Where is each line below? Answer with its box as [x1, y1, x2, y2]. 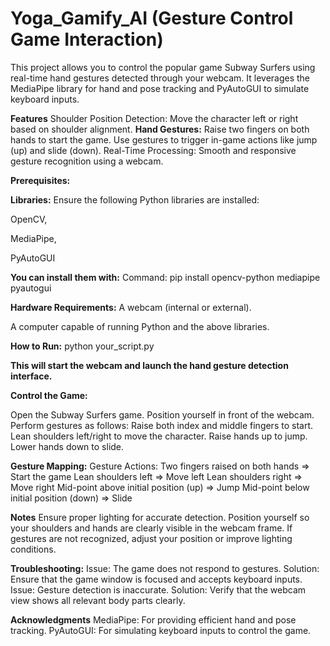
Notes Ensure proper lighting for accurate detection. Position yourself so [10, 511, 310, 523]
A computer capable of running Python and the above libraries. [10, 320, 270, 332]
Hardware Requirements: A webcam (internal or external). [10, 301, 252, 313]
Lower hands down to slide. [10, 440, 125, 452]
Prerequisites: [10, 174, 71, 186]
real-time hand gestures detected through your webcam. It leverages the [10, 72, 311, 84]
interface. [10, 370, 53, 382]
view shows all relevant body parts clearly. [10, 594, 186, 606]
